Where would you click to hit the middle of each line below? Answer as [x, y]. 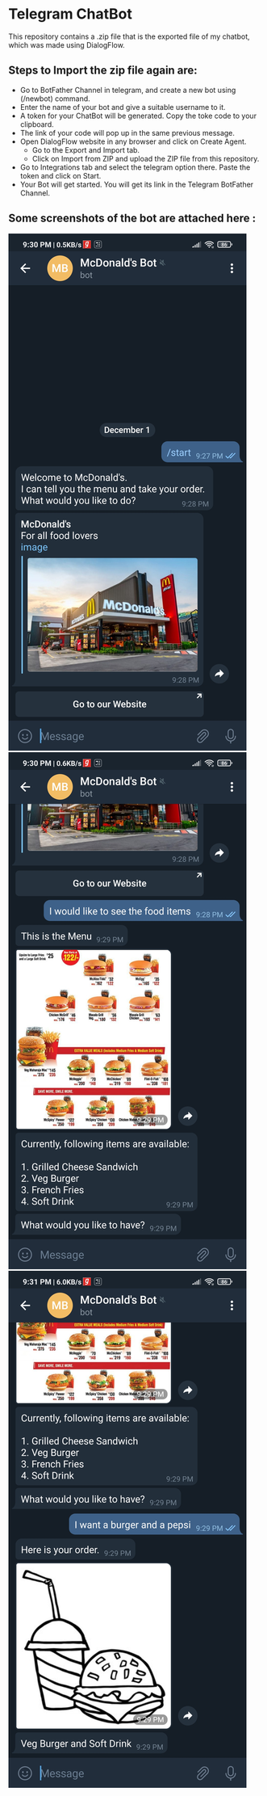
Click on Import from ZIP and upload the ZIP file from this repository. [146, 158]
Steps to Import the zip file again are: [103, 71]
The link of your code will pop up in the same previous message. [127, 132]
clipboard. [37, 124]
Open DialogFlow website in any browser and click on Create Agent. [133, 141]
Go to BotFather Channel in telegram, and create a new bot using [128, 90]
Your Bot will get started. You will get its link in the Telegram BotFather [137, 184]
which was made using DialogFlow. [67, 44]
